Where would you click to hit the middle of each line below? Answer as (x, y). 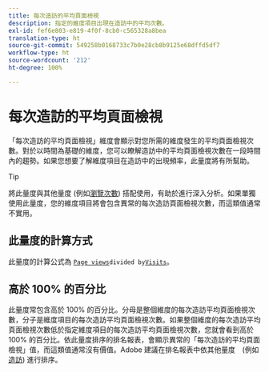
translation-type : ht (44, 38)
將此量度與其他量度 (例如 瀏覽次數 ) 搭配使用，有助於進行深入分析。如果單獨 (132, 193)
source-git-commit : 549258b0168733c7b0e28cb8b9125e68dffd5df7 (114, 46)
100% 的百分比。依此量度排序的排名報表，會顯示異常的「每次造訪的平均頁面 (134, 340)
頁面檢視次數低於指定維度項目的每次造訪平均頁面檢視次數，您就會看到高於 (131, 330)
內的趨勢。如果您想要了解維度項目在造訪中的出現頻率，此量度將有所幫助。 (131, 160)
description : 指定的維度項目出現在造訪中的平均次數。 (88, 23)
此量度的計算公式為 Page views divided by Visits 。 (91, 262)
